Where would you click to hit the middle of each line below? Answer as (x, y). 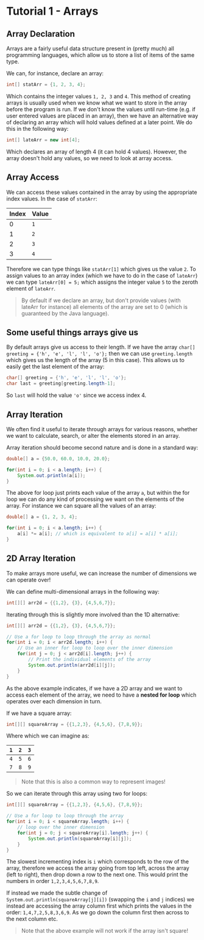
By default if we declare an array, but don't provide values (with (101, 300)
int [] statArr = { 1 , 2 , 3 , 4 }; (46, 84)
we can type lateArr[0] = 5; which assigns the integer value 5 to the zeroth (102, 282)
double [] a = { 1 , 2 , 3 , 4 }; (42, 517)
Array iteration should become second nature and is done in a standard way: (102, 447)
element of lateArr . (31, 288)
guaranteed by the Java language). (65, 313)
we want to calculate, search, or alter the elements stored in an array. (93, 435)
